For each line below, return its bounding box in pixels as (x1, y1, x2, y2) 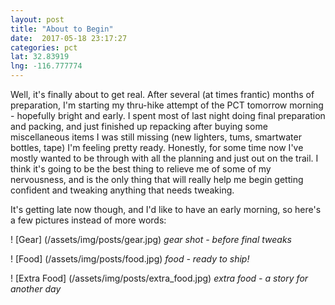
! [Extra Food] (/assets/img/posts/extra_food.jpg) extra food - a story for (10, 272, 309, 284)
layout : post (10, 14, 65, 25)
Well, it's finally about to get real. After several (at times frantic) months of (10, 89, 315, 100)
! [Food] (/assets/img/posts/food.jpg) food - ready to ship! (10, 253, 250, 265)
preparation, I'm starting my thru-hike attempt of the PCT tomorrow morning (10, 99, 324, 111)
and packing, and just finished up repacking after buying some (10, 121, 268, 132)
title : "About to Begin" (10, 24, 114, 34)
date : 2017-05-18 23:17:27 (10, 33, 128, 43)
